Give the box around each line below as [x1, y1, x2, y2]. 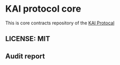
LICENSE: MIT [5, 35, 51, 43]
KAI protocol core [5, 3, 82, 15]
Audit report [5, 52, 45, 60]
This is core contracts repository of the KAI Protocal [5, 20, 115, 26]
